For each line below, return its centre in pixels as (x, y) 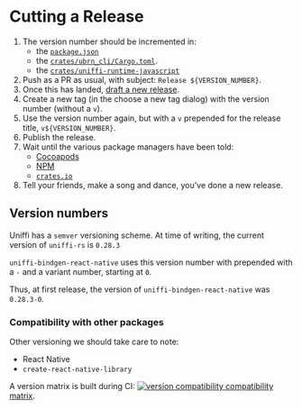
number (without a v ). (62, 108)
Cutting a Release (77, 17)
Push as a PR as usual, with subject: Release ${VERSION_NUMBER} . (142, 79)
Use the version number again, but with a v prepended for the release (151, 118)
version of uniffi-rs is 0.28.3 (64, 244)
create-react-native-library (77, 370)
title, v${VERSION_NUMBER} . (69, 127)
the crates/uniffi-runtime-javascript (108, 70)
